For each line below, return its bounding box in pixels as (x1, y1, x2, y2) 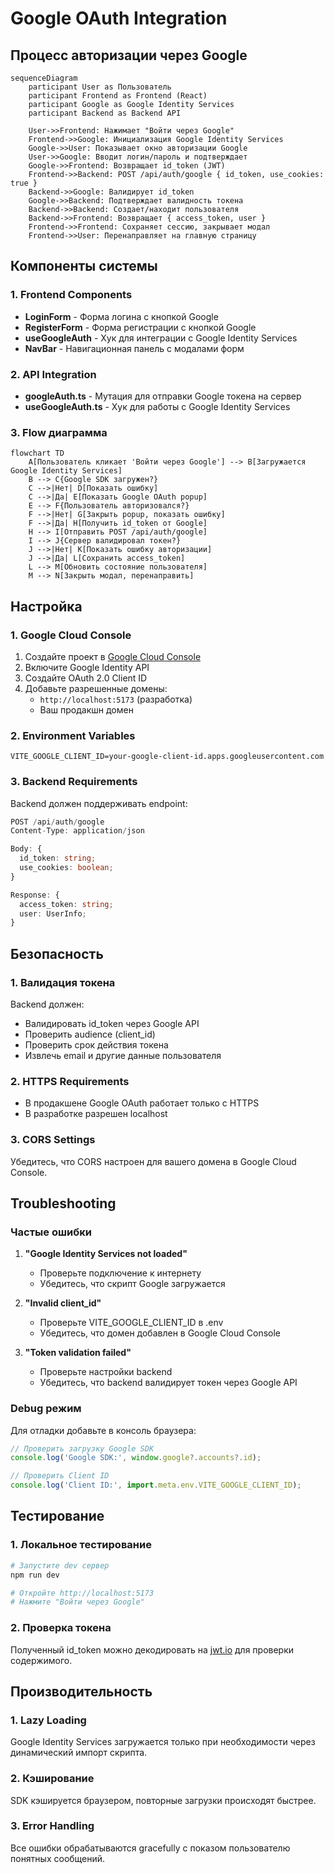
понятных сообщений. (10, 1852, 106, 1864)
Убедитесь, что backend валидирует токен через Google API (39, 1377, 298, 1389)
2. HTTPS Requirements (10, 1074, 130, 1088)
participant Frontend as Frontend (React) (28, 91, 208, 101)
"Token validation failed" (24, 1347, 132, 1359)
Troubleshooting (10, 1195, 117, 1212)
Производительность (10, 1683, 153, 1700)
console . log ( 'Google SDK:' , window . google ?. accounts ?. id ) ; (10, 1453, 262, 1463)
